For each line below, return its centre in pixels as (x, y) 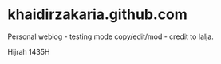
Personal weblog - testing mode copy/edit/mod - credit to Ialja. (111, 36)
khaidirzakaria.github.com (98, 15)
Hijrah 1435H (29, 51)
